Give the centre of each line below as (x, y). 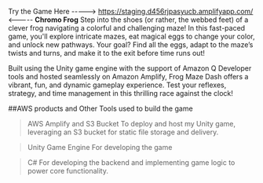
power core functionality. (68, 171)
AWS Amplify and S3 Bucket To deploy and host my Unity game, (131, 124)
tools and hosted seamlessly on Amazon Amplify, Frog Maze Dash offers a (128, 77)
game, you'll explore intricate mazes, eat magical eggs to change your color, (131, 36)
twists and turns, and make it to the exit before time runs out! (107, 53)
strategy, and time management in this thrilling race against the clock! (121, 93)
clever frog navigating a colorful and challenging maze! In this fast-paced (127, 28)
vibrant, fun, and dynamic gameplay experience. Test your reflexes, (117, 85)
